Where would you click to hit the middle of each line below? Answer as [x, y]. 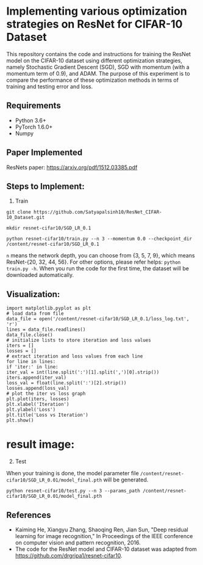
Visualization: [33, 294]
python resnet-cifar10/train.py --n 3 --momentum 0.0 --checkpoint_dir [99, 239]
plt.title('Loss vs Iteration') [47, 415]
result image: [41, 444]
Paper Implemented [45, 153]
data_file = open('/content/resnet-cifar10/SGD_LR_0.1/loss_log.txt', [98, 319]
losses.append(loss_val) [38, 389]
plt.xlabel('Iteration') [38, 405]
